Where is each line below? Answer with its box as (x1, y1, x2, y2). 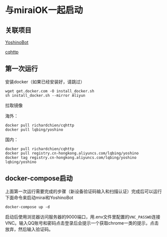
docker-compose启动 (5, 174, 73, 183)
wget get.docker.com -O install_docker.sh (5, 88, 94, 93)
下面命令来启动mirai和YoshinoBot (5, 194, 74, 200)
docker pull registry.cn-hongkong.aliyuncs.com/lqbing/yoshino (5, 151, 139, 156)
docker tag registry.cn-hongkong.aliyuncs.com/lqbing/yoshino (5, 155, 137, 160)
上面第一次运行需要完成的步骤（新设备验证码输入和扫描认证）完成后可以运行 (5, 188, 162, 194)
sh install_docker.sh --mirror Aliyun (5, 93, 85, 98)
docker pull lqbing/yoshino (5, 127, 64, 132)
